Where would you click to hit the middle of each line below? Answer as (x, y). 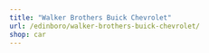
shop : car (28, 34)
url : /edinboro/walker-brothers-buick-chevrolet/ (105, 26)
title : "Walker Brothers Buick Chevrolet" (90, 18)
